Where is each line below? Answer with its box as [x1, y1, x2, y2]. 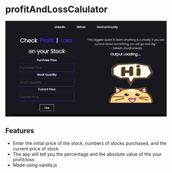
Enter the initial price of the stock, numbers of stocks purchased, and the [12, 140, 167, 146]
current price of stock [12, 145, 59, 152]
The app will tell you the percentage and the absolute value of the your [12, 151, 162, 157]
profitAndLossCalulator [5, 4, 108, 15]
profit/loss [12, 156, 35, 162]
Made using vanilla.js [12, 162, 57, 168]
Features [5, 126, 34, 135]
